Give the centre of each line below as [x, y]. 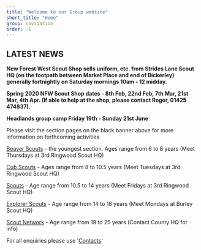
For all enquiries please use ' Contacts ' [55, 241]
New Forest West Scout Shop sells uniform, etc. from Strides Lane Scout [100, 69]
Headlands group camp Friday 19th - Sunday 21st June [78, 119]
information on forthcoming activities [53, 137]
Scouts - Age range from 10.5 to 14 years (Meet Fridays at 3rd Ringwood [98, 186]
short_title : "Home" [33, 18]
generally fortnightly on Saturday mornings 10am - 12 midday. [87, 82]
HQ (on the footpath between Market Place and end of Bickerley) [90, 75]
